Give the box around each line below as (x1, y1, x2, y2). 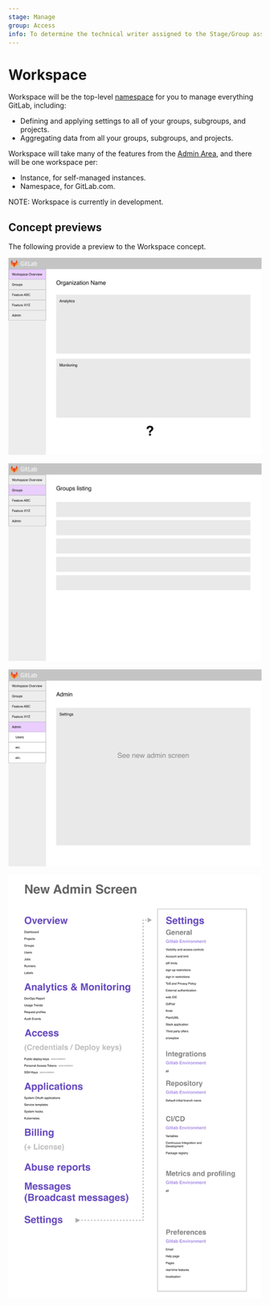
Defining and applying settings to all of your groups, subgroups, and (19, 117, 247, 126)
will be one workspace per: (8, 158, 98, 167)
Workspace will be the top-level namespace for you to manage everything (8, 92, 254, 102)
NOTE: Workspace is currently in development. (8, 197, 164, 207)
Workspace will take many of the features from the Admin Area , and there (8, 149, 252, 158)
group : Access (8, 21, 56, 30)
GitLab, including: (8, 101, 67, 110)
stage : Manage (8, 13, 56, 21)
